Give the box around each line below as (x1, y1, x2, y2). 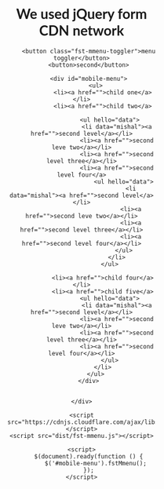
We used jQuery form (16, 5, 148, 23)
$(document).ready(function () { (34, 452, 144, 460)
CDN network (38, 21, 125, 39)
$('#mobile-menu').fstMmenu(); (44, 459, 148, 467)
